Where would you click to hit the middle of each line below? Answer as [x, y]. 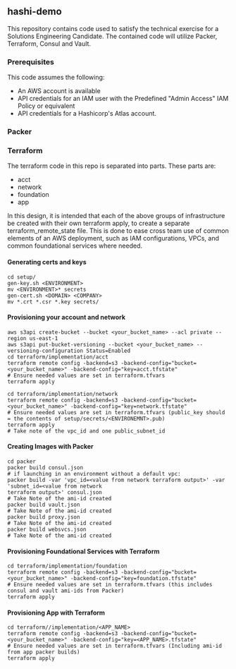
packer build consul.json [45, 468]
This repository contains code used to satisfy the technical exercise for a [113, 28]
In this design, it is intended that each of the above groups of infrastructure [116, 216]
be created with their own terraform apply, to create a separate [99, 223]
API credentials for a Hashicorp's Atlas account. [87, 114]
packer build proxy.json [44, 517]
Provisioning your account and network [66, 318]
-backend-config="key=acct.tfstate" [124, 369]
